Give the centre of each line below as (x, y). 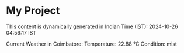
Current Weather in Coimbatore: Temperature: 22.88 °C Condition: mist (91, 44)
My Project (33, 11)
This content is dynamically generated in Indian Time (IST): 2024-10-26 (92, 26)
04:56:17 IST (21, 32)
